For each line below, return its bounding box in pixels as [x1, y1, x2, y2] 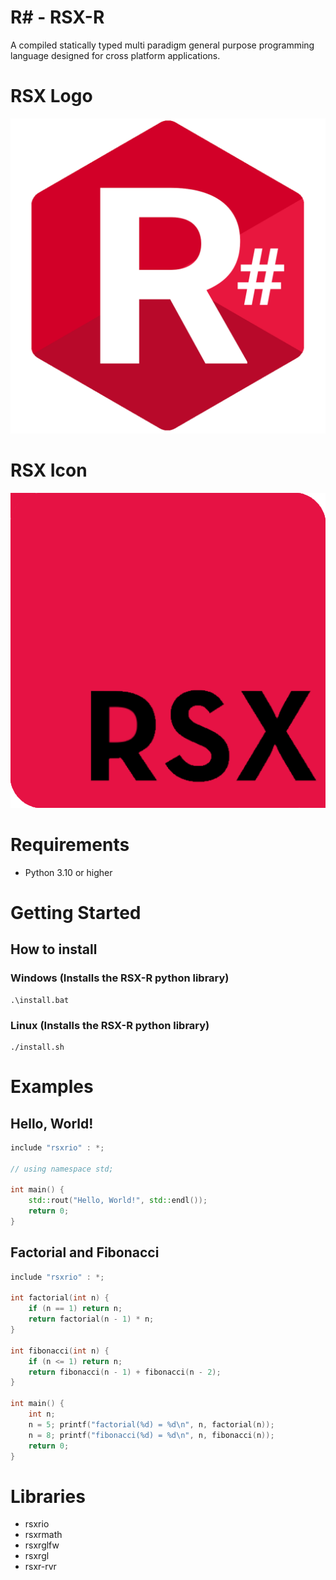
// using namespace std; [10, 1164, 114, 1174]
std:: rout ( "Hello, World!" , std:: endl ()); [28, 1196, 208, 1206]
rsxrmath [24, 1529, 63, 1541]
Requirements [10, 834, 130, 856]
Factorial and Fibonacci [10, 1244, 160, 1261]
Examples [10, 1076, 94, 1098]
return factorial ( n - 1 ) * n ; [28, 1314, 155, 1325]
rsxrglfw [24, 1539, 60, 1551]
